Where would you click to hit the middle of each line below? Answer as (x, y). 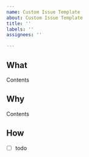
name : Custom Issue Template (43, 12)
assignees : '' (24, 35)
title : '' (19, 23)
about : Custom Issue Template (45, 18)
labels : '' (20, 29)
